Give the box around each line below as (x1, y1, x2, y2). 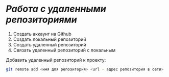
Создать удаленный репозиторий (13, 41, 86, 47)
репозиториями (6, 14, 77, 25)
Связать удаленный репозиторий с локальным (13, 47, 116, 53)
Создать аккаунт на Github (13, 31, 72, 37)
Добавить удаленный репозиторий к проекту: (6, 57, 106, 63)
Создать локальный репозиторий (13, 36, 86, 42)
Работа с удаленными (6, 3, 106, 15)
